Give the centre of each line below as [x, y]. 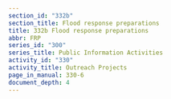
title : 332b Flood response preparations [79, 30]
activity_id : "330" [41, 61]
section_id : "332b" [41, 16]
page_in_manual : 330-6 [46, 75]
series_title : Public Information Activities [85, 53]
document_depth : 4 [39, 82]
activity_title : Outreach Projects [68, 68]
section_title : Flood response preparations [84, 23]
